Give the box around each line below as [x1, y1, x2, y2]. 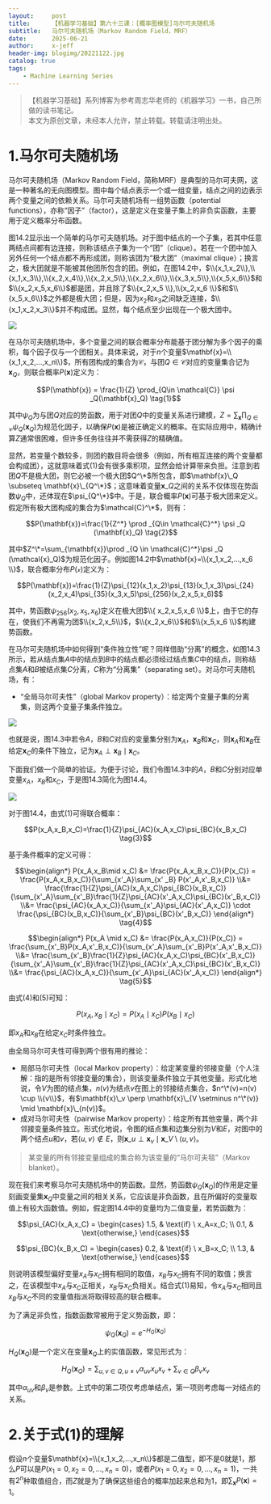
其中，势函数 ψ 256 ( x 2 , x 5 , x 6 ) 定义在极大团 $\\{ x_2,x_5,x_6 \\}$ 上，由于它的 [8, 606, 252, 617]
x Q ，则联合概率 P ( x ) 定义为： [8, 367, 102, 379]
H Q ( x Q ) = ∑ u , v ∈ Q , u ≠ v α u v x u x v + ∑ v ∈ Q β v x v [61, 1364, 210, 1375]
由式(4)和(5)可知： [8, 992, 70, 1003]
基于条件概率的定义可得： [8, 850, 94, 860]
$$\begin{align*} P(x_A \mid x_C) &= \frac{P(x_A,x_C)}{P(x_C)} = [27, 933, 244, 943]
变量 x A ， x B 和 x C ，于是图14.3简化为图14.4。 [8, 774, 152, 786]
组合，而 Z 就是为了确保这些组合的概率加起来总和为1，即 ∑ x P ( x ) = [44, 1476, 257, 1488]
